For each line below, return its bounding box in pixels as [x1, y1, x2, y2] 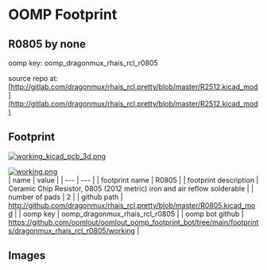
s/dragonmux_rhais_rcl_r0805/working [8, 226, 135, 235]
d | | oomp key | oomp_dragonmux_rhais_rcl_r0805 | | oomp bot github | [8, 209, 244, 218]
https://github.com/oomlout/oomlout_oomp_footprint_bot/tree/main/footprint [8, 217, 259, 227]
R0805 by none [8, 37, 86, 51]
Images [8, 249, 46, 263]
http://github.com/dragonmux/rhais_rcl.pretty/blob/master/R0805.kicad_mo [8, 200, 256, 210]
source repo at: [8, 74, 58, 83]
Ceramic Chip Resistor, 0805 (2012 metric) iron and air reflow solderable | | [8, 183, 254, 193]
